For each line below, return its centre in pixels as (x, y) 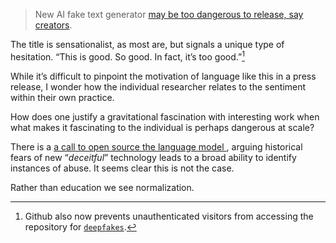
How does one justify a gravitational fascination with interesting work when (165, 116)
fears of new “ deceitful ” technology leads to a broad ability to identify (153, 157)
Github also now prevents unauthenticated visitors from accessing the (169, 216)
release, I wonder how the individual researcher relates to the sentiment (158, 86)
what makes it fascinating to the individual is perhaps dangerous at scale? (162, 127)
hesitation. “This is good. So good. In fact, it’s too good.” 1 (127, 56)
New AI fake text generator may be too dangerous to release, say (169, 14)
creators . (53, 25)
